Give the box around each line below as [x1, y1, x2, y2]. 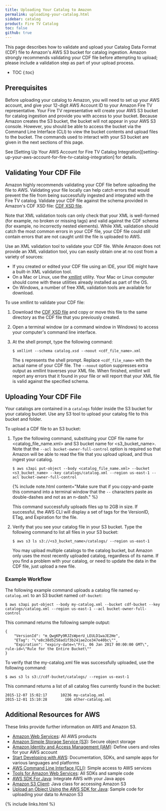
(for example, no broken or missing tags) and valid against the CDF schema [5, 218, 159, 223]
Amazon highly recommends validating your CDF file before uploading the [5, 182, 156, 188]
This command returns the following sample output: [5, 619, 110, 625]
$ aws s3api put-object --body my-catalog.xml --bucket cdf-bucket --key [5, 602, 161, 607]
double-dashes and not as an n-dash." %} [12, 494, 98, 500]
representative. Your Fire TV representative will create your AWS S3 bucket [5, 107, 158, 113]
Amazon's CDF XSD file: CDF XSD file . [5, 203, 83, 209]
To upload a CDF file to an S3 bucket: [5, 426, 82, 432]
